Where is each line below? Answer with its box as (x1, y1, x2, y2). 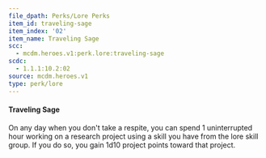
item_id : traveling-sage (8, 19, 92, 28)
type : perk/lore (8, 79, 63, 88)
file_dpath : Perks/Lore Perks (8, 11, 111, 20)
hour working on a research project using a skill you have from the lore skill (8, 131, 259, 141)
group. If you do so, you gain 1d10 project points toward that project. (8, 139, 236, 150)
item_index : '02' (8, 27, 67, 35)
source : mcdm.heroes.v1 (8, 72, 89, 80)
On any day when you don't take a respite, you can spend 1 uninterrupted (8, 122, 253, 132)
